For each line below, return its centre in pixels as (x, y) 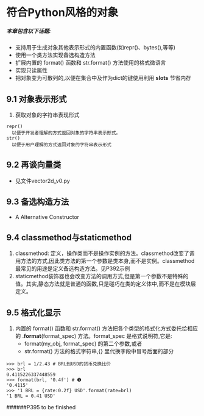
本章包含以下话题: (29, 30)
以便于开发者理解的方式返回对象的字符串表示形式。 (66, 133)
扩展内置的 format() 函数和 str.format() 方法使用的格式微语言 (90, 63)
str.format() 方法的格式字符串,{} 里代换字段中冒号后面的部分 (99, 351)
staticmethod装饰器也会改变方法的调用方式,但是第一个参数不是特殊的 (102, 276)
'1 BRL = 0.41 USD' (31, 396)
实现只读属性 (31, 70)
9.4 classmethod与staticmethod (69, 238)
